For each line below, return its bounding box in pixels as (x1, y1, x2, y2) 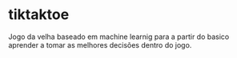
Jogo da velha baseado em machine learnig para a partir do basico (8, 32, 230, 41)
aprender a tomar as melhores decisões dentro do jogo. (8, 40, 192, 49)
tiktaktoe (8, 6, 70, 24)
